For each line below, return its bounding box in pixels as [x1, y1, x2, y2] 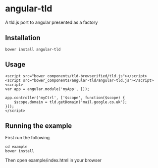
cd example [5, 144, 28, 149]
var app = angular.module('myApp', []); [5, 86, 90, 92]
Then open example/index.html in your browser [5, 157, 102, 164]
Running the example [5, 121, 72, 130]
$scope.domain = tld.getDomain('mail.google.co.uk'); [14, 100, 127, 105]
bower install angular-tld [5, 47, 61, 52]
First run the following [5, 135, 50, 141]
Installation [5, 34, 41, 42]
